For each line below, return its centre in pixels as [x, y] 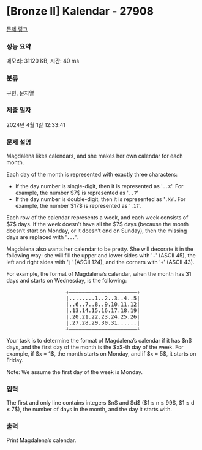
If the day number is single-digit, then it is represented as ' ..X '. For [99, 186]
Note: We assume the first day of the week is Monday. [74, 372]
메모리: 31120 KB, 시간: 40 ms [43, 61]
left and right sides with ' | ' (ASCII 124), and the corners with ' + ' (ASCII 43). [100, 262]
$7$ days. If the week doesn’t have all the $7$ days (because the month [97, 224]
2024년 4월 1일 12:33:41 [36, 124]
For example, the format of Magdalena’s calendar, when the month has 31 [99, 274]
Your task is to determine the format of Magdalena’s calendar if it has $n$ [99, 341]
